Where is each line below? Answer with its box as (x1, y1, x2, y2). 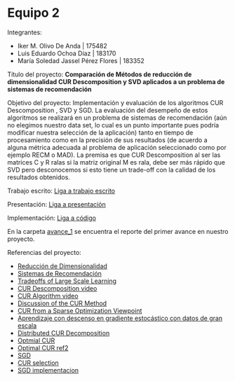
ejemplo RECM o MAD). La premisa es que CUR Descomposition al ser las (7, 151, 221, 159)
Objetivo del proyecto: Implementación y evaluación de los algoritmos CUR (7, 98, 224, 106)
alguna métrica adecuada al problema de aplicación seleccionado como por (7, 143, 227, 151)
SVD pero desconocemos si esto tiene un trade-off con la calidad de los (7, 165, 216, 174)
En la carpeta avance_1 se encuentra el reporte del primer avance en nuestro (7, 227, 229, 235)
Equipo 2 (7, 5, 60, 21)
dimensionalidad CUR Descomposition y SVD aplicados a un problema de (7, 77, 225, 85)
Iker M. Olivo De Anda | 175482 (17, 41, 107, 50)
